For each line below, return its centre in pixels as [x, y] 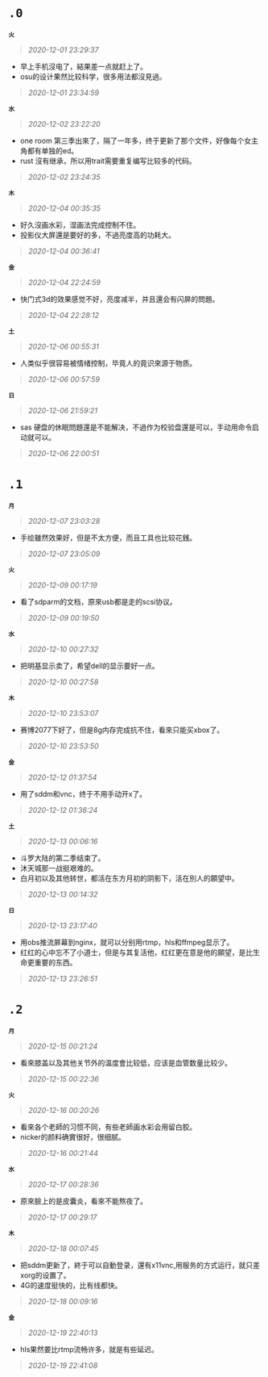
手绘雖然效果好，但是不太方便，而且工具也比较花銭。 [108, 538]
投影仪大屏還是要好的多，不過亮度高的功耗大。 [97, 235]
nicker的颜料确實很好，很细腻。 [73, 1136]
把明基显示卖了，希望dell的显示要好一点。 [89, 665]
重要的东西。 [56, 962]
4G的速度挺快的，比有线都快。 [71, 1285]
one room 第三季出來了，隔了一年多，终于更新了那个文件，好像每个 [132, 140]
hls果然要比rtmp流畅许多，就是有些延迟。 [89, 1349]
